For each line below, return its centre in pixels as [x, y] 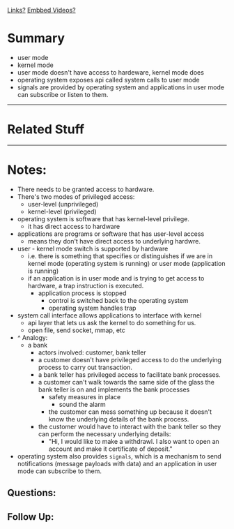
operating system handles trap [92, 308]
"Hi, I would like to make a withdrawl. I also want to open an [134, 441]
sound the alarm [82, 404]
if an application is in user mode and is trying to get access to [116, 278]
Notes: [27, 170]
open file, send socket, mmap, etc [76, 330]
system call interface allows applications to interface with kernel [109, 315]
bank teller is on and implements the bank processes [114, 389]
